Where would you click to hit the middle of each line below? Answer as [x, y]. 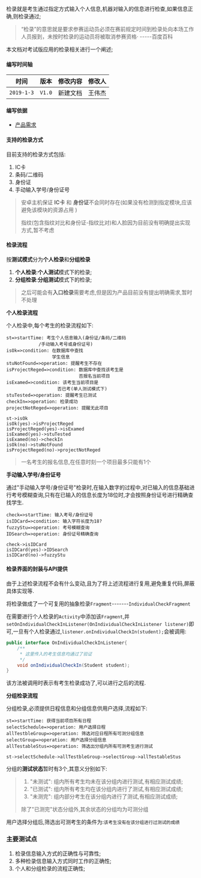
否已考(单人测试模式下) [82, 389]
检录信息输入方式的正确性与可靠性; [58, 853]
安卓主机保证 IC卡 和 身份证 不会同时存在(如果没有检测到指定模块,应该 [106, 202]
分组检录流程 [22, 696]
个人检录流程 [22, 312]
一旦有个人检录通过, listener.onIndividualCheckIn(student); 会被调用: [100, 631]
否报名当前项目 [94, 376]
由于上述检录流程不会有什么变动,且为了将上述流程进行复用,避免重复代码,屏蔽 [100, 583]
